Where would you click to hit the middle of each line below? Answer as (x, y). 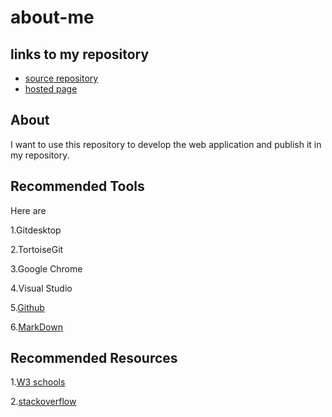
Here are (28, 210)
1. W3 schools (38, 382)
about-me (52, 17)
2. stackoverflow (43, 402)
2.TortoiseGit (37, 249)
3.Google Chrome (46, 268)
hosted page (51, 89)
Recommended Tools (77, 186)
